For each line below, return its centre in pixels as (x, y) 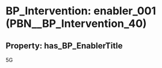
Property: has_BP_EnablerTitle (64, 46)
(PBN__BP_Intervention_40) (76, 24)
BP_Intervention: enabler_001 (81, 11)
